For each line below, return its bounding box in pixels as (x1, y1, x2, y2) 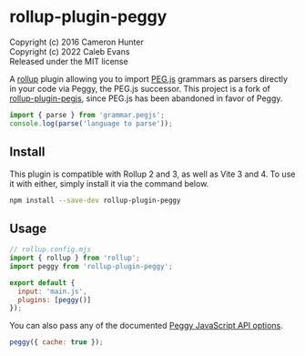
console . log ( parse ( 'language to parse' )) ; (9, 118, 173, 128)
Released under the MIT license (9, 56, 129, 66)
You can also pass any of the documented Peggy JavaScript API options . (9, 320, 284, 331)
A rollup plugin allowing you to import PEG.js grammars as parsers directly (9, 73, 289, 84)
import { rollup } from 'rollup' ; (9, 253, 141, 263)
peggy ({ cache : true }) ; (9, 338, 104, 347)
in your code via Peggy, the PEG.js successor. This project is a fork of (9, 83, 270, 94)
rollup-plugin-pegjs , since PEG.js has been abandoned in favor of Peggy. (9, 93, 283, 104)
